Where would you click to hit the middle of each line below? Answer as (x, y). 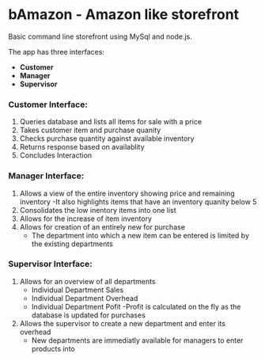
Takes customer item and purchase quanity (90, 130)
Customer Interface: (48, 104)
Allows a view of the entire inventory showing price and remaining (127, 193)
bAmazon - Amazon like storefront (124, 15)
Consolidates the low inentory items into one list (98, 210)
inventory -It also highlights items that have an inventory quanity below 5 (138, 201)
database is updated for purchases (89, 315)
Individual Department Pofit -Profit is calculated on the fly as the (136, 306)
